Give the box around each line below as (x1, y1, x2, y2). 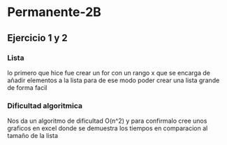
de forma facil (7, 83, 47, 91)
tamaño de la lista (7, 132, 58, 140)
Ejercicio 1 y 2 (7, 32, 68, 44)
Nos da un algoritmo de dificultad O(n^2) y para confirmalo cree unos (7, 116, 207, 125)
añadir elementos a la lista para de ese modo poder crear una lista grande (7, 76, 220, 84)
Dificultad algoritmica (7, 100, 82, 110)
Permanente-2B (7, 4, 101, 20)
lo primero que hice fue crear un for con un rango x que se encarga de (7, 68, 211, 77)
